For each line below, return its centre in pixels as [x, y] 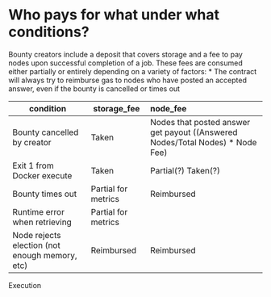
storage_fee [117, 108]
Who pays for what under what [114, 15]
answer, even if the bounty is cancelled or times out [94, 88]
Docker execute [42, 175]
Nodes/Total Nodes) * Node [204, 142]
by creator [32, 142]
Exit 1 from [33, 165]
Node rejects [37, 235]
